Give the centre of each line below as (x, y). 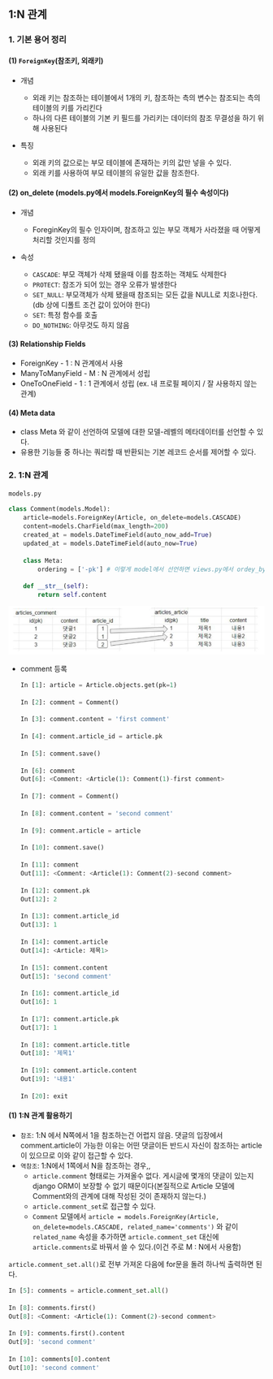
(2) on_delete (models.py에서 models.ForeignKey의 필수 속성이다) (119, 192)
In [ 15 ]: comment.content (64, 968)
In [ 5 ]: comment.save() (61, 754)
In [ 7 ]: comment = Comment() (69, 797)
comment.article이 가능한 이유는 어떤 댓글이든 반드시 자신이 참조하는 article (141, 1145)
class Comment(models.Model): (60, 509)
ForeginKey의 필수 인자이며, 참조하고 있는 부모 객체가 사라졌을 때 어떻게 (147, 229)
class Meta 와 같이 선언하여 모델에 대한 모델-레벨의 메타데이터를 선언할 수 (137, 432)
